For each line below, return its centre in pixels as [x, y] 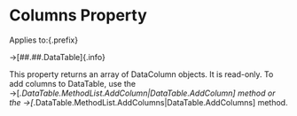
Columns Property [78, 15]
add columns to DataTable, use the [72, 83]
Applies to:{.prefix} [43, 40]
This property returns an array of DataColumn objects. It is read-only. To [141, 74]
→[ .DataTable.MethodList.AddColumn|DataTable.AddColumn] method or [142, 93]
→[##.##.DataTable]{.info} [58, 57]
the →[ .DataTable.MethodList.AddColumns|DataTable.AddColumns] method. [148, 102]
